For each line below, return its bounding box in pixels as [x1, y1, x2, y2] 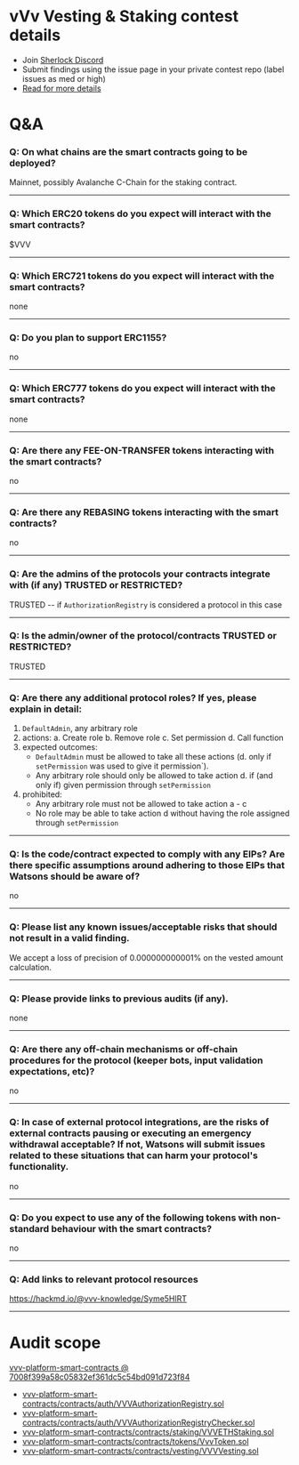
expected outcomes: [21, 742, 98, 753]
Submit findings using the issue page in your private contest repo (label [21, 64, 285, 75]
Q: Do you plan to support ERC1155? [9, 331, 167, 343]
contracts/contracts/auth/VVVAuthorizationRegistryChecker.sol [21, 1417, 255, 1429]
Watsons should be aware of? [9, 870, 141, 882]
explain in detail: [9, 703, 83, 715]
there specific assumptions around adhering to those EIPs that [9, 859, 285, 872]
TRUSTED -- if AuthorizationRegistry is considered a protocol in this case [9, 599, 283, 610]
